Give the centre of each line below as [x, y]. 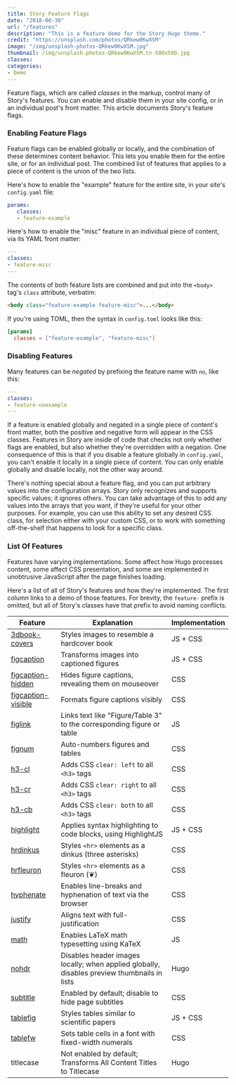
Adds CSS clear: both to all [107, 804]
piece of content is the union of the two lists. [72, 171]
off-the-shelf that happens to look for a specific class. [85, 528]
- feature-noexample [38, 405]
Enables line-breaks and [101, 885]
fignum [22, 748]
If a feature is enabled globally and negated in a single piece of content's [113, 425]
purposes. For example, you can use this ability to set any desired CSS [110, 513]
